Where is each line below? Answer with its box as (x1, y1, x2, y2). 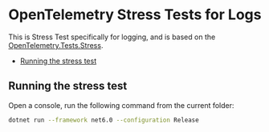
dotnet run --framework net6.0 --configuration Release (8, 116, 199, 124)
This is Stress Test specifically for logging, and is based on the (8, 32, 216, 42)
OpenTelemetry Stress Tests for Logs (8, 6, 262, 24)
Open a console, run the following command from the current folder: (8, 100, 234, 110)
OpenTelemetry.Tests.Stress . (8, 40, 104, 50)
